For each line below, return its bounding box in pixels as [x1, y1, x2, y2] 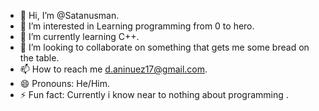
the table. [19, 52, 60, 64]
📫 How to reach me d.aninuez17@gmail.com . [19, 63, 208, 75]
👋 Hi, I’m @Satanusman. [19, 10, 120, 21]
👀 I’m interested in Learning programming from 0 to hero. [19, 20, 255, 32]
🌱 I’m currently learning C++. [19, 31, 140, 42]
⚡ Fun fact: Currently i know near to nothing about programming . [19, 89, 289, 100]
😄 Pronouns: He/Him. [19, 78, 110, 89]
